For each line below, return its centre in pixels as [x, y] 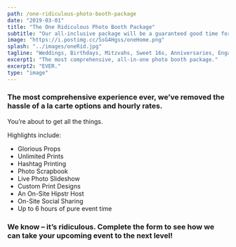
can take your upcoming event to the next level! [90, 235]
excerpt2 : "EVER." [34, 66]
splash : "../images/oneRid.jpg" [54, 46]
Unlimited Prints [40, 156]
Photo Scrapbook [42, 171]
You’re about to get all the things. [55, 121]
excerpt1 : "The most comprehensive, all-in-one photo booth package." [113, 60]
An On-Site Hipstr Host [51, 194]
